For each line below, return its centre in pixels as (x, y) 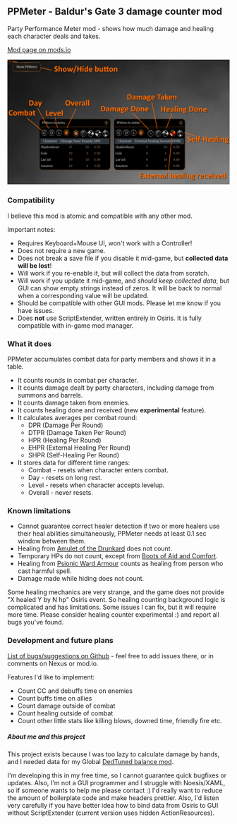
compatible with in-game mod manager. (75, 325)
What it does (30, 343)
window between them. (51, 541)
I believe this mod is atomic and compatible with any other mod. (100, 216)
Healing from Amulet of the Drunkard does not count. (95, 548)
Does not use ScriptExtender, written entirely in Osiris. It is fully (110, 318)
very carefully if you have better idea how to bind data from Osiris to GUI (113, 806)
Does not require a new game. (61, 250)
